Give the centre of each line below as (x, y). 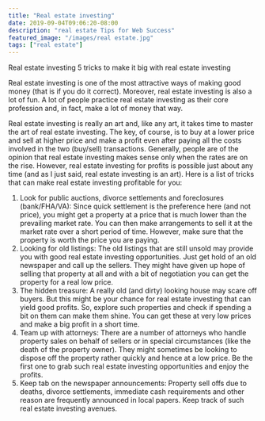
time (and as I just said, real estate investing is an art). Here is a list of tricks (131, 174)
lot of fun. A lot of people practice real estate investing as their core (118, 100)
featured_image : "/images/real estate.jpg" (81, 38)
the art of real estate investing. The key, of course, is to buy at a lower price (131, 132)
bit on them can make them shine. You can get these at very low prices (135, 316)
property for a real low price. (66, 282)
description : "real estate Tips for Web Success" (92, 30)
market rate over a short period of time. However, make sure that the (131, 232)
